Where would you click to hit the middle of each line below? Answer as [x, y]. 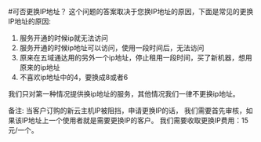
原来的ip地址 [40, 67]
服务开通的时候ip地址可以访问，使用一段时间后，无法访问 [112, 48]
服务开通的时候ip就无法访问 [63, 38]
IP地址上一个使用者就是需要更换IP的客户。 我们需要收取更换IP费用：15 [135, 120]
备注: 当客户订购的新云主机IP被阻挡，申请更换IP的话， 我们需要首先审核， [127, 111]
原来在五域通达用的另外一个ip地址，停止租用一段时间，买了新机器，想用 [136, 58]
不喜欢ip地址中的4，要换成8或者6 [74, 77]
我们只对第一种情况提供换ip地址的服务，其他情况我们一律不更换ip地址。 [124, 94]
